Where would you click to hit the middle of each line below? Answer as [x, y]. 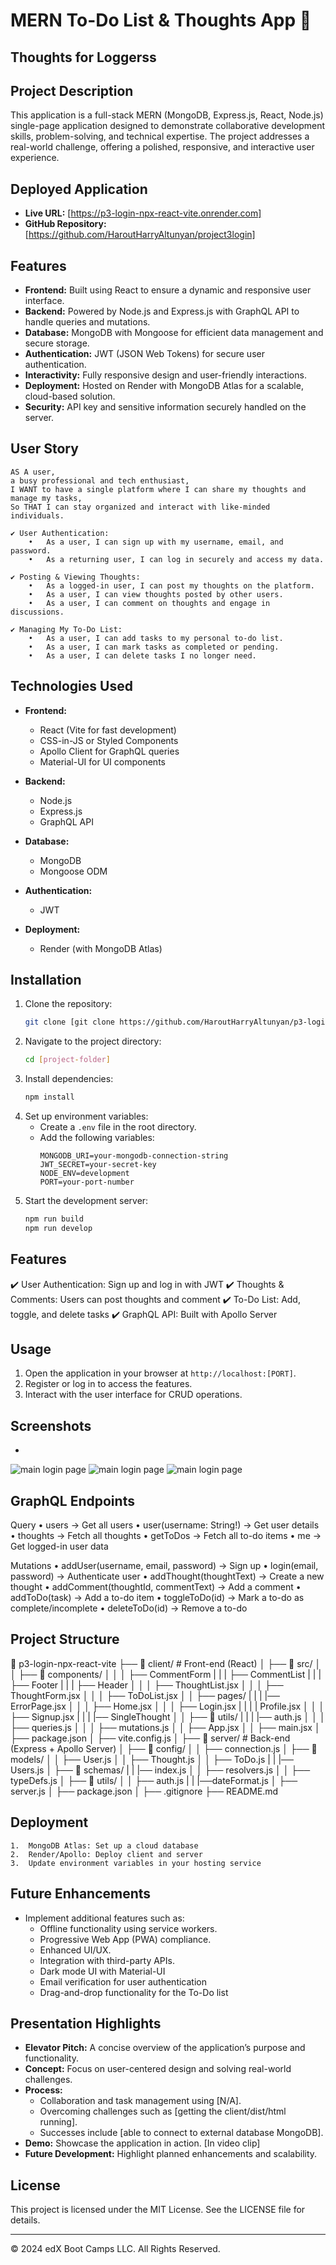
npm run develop [58, 1228]
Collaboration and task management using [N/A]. [140, 2101]
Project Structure [65, 1639]
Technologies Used [71, 686]
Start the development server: [86, 1201]
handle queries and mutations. [87, 322]
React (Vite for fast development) [108, 730]
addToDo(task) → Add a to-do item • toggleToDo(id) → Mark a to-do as [157, 1598]
